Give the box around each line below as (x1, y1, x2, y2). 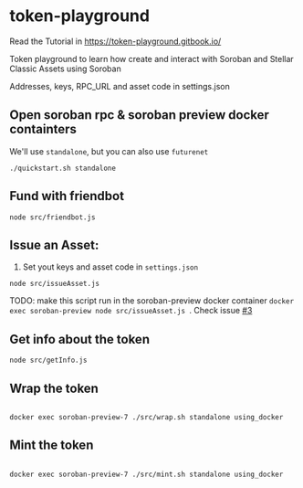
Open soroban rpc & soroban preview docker (9, 107, 269, 123)
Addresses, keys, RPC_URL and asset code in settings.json (9, 80, 230, 91)
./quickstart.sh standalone (9, 164, 117, 173)
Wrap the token (9, 380, 99, 396)
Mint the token (9, 438, 94, 453)
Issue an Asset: (9, 237, 99, 252)
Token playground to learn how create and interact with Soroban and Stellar (9, 53, 294, 64)
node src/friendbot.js (9, 212, 96, 222)
